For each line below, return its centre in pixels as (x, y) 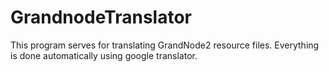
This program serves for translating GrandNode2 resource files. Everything (165, 45)
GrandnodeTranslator (101, 17)
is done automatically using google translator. (104, 55)
